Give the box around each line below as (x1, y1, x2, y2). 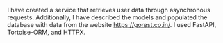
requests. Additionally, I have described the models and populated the (7, 13, 208, 21)
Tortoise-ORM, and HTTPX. (7, 28, 86, 36)
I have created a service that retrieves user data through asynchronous (7, 6, 210, 14)
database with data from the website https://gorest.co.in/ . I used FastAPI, (7, 21, 217, 28)
